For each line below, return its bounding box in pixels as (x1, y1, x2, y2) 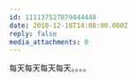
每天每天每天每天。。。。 (9, 63, 91, 73)
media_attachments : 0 (9, 37, 89, 47)
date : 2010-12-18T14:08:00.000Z (9, 21, 128, 30)
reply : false (9, 29, 57, 38)
